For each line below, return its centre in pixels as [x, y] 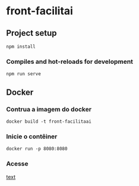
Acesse [17, 164]
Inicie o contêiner [32, 137]
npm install [21, 46]
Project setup [32, 33]
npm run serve [24, 74]
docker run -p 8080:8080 [37, 149]
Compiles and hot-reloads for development [70, 61]
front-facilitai [40, 11]
